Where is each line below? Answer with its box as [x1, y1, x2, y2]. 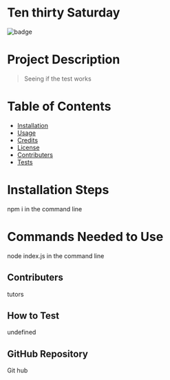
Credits [17, 136, 39, 144]
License [17, 143, 40, 151]
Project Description [7, 52, 120, 67]
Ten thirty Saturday [7, 5, 120, 21]
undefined [7, 328, 36, 337]
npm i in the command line [7, 204, 83, 213]
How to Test [7, 310, 60, 321]
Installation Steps [7, 182, 109, 198]
